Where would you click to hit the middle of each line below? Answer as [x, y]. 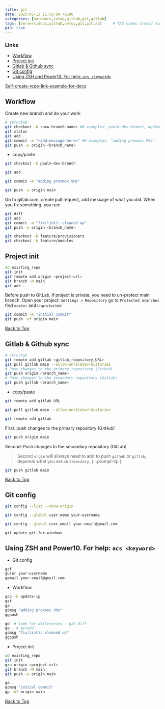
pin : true [15, 28]
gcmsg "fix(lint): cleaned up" [37, 633]
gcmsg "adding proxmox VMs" [34, 610]
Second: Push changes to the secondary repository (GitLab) [66, 446]
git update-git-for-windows [34, 533]
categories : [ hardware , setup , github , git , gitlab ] [56, 19]
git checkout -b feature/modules [39, 241]
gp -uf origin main [25, 692]
